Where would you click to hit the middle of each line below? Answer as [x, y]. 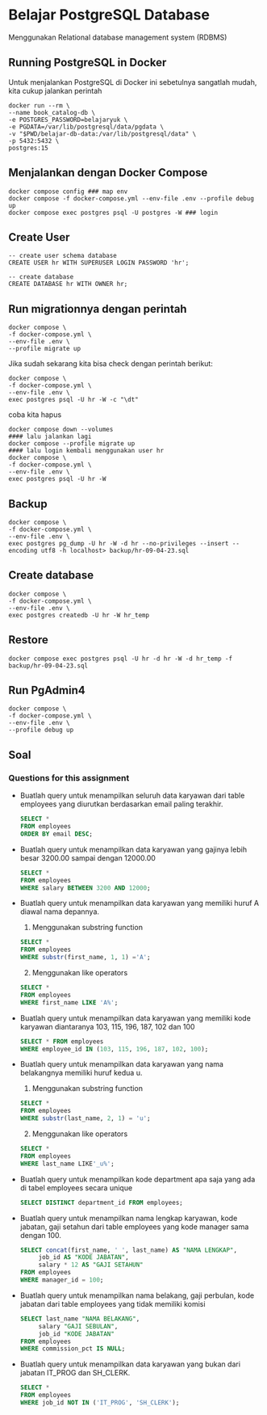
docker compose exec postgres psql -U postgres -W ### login [113, 213]
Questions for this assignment [69, 777]
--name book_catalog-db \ [52, 112]
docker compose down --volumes [61, 430]
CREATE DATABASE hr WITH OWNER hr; [68, 284]
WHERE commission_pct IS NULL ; [73, 1349]
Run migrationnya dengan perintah [98, 309]
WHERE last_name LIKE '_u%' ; [67, 1164]
